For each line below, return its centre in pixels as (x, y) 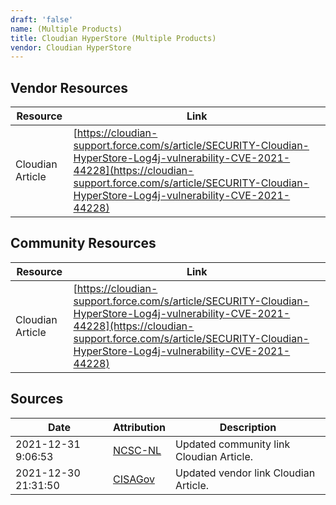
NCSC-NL (137, 450)
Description (248, 427)
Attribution (139, 427)
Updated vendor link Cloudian (245, 473)
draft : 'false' (42, 19)
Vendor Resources (69, 87)
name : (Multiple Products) (66, 29)
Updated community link (232, 444)
